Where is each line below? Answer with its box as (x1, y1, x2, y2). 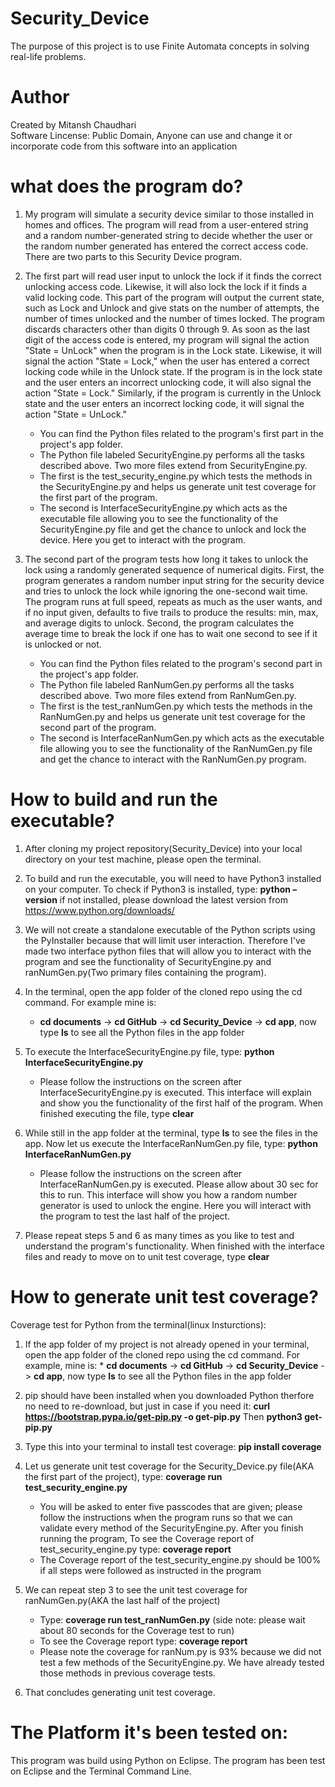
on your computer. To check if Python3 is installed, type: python (24, 883, 291, 895)
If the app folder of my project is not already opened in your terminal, (24, 1338, 310, 1350)
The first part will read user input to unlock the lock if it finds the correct (24, 270, 322, 282)
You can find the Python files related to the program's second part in (39, 657, 323, 669)
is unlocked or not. (24, 638, 102, 650)
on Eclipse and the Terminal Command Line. (10, 1765, 192, 1777)
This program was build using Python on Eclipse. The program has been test (10, 1754, 326, 1766)
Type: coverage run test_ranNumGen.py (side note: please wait (39, 1613, 306, 1626)
